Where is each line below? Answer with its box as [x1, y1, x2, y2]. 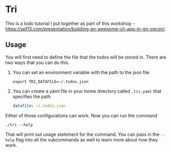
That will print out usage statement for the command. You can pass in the [5, 131, 160, 137]
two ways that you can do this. [5, 59, 70, 66]
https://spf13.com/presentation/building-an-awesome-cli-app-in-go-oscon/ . [5, 25, 166, 32]
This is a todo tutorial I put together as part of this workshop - [5, 20, 135, 26]
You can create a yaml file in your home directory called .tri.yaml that [12, 88, 162, 94]
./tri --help [5, 122, 33, 128]
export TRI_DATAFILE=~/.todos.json [12, 79, 89, 84]
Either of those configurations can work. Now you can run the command [5, 112, 157, 118]
